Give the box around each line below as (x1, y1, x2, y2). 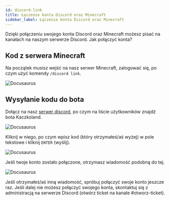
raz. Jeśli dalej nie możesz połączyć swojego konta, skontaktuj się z (5, 185, 149, 190)
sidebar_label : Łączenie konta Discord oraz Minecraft (5, 17, 125, 22)
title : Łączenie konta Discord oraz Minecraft (5, 12, 106, 17)
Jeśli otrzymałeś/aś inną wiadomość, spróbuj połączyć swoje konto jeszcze (5, 179, 164, 185)
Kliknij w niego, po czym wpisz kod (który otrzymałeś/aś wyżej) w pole (5, 134, 154, 140)
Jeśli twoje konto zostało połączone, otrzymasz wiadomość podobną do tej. (5, 159, 165, 165)
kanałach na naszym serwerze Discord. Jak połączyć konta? (5, 36, 133, 42)
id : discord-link (5, 7, 42, 13)
